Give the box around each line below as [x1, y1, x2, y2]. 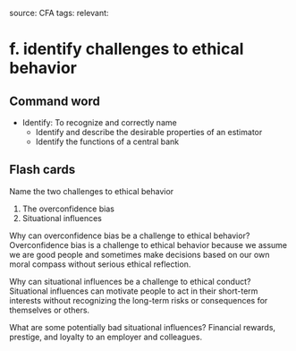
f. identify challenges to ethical [9, 39, 244, 59]
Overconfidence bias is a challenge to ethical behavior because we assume [9, 239, 288, 250]
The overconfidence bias [21, 203, 114, 214]
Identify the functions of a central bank [35, 136, 180, 147]
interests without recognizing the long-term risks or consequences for [9, 295, 268, 305]
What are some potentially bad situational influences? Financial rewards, [9, 321, 275, 332]
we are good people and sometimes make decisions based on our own [9, 249, 270, 260]
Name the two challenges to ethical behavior [9, 185, 174, 196]
